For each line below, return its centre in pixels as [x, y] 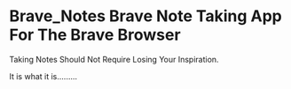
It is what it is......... [43, 76]
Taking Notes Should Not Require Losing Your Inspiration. [114, 59]
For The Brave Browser [95, 35]
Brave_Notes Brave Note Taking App [145, 16]
